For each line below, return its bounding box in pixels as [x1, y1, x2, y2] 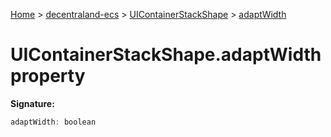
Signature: [10, 97, 55, 109]
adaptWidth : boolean [10, 117, 97, 127]
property [10, 65, 86, 88]
